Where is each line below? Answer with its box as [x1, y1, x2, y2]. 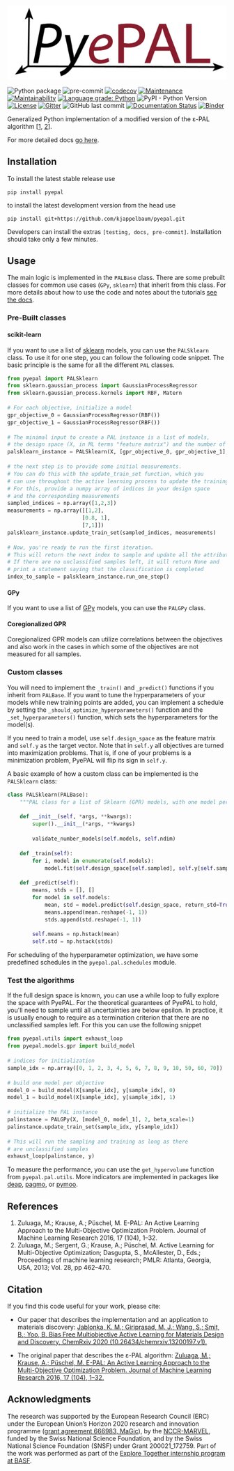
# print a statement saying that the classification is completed [7, 566, 204, 573]
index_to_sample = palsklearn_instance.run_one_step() [7, 573, 170, 580]
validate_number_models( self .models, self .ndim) [32, 835, 176, 842]
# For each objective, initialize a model [7, 405, 132, 412]
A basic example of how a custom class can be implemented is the [7, 769, 198, 778]
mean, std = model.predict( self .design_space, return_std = [44, 901, 219, 908]
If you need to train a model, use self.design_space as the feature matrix [7, 733, 216, 742]
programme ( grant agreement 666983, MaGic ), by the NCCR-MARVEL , [7, 1426, 211, 1435]
